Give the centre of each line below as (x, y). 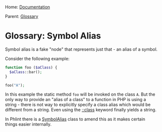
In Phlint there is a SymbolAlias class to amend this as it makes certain (75, 119)
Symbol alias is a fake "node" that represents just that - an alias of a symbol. (81, 49)
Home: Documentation (27, 7)
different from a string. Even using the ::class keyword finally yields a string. (81, 110)
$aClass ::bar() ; (26, 72)
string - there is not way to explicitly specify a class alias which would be (78, 105)
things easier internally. (28, 124)
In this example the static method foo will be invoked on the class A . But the (80, 94)
